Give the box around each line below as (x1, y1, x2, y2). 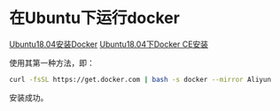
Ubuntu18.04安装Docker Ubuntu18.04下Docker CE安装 (9, 39, 209, 49)
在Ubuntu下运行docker (9, 8, 180, 28)
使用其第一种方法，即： (9, 57, 95, 68)
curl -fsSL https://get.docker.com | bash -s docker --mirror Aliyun (9, 75, 272, 84)
